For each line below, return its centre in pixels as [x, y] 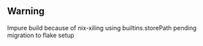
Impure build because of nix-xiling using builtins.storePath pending [102, 27]
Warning [26, 11]
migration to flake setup [41, 35]
